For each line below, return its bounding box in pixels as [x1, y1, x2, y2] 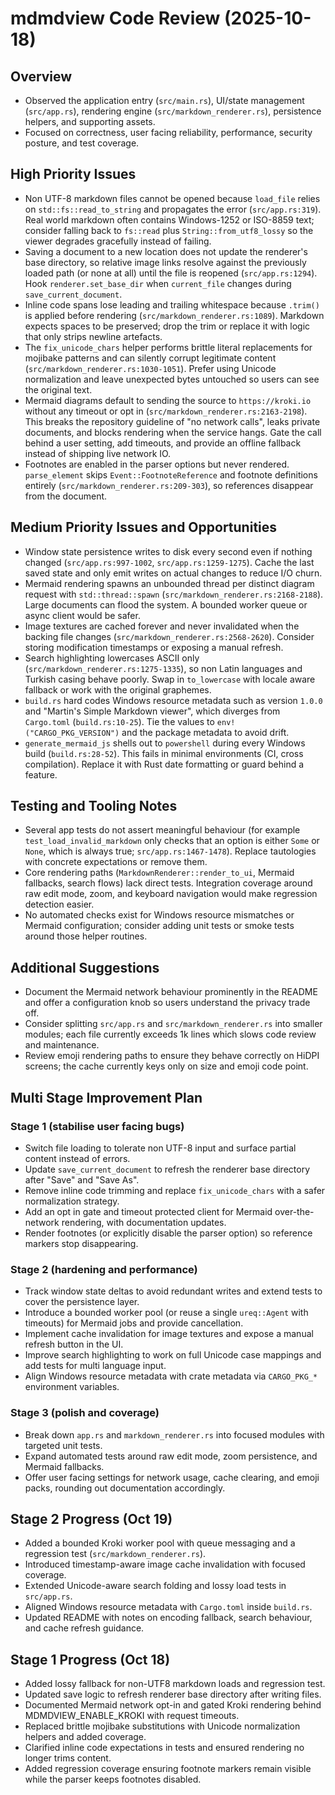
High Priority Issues [10, 166, 137, 183]
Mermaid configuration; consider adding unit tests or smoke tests [24, 920, 295, 932]
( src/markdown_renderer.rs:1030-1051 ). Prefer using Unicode [24, 362, 277, 374]
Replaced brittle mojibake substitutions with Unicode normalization [24, 1720, 301, 1732]
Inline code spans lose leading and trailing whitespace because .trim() [24, 298, 320, 311]
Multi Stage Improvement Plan [10, 1089, 203, 1106]
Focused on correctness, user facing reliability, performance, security [24, 127, 313, 138]
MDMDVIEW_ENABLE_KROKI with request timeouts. [24, 1710, 240, 1722]
